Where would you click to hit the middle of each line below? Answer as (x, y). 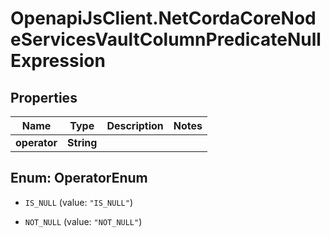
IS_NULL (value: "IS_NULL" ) (78, 202)
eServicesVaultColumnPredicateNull (166, 39)
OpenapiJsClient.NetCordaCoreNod (163, 18)
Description (135, 125)
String (82, 142)
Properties (44, 97)
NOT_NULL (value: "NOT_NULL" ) (83, 221)
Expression (58, 61)
